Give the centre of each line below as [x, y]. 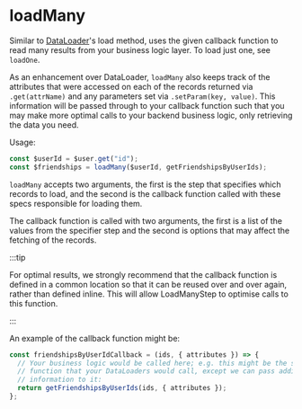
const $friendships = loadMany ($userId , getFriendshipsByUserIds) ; [138, 167]
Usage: [22, 142]
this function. [34, 303]
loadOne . [25, 59]
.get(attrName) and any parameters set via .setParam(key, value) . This [142, 96]
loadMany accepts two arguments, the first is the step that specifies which [145, 184]
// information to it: [60, 380]
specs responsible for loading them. [76, 203]
